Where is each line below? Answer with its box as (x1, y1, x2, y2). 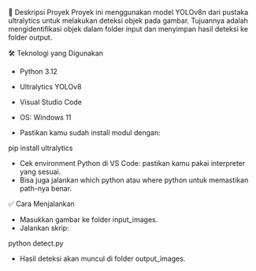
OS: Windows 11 (19, 113, 72, 122)
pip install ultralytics (8, 143, 73, 152)
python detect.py (8, 239, 64, 248)
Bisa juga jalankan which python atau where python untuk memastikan (19, 175, 249, 185)
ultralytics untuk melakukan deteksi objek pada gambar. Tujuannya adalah (8, 16, 248, 25)
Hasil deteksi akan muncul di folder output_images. (19, 254, 186, 263)
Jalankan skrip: (19, 224, 69, 232)
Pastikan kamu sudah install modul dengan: (19, 128, 161, 137)
